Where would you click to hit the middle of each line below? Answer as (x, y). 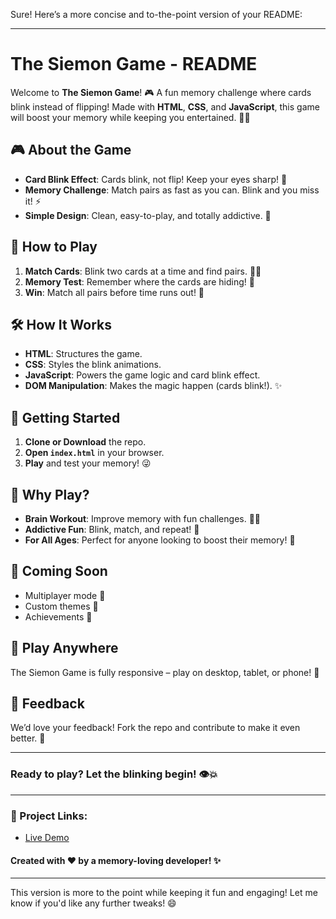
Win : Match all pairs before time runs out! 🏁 (114, 292)
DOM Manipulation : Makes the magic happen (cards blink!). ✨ (153, 386)
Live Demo (47, 838)
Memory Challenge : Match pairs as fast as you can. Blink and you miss (172, 190)
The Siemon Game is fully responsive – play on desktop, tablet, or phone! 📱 (165, 672)
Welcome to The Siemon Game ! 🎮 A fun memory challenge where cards (161, 92)
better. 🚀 (28, 738)
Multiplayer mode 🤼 (65, 595)
